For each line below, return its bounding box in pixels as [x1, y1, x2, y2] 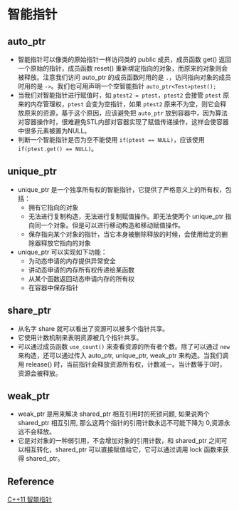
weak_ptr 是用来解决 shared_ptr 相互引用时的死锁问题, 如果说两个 [17, 409, 210, 418]
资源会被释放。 [17, 369, 62, 377]
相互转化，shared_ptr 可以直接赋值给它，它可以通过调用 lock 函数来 [23, 445, 223, 454]
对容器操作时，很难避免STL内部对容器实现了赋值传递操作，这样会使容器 [17, 118, 229, 126]
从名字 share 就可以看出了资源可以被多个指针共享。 [17, 324, 169, 332]
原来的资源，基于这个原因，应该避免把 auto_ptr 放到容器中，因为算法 [23, 108, 228, 117]
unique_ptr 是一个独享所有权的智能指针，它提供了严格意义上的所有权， [17, 185, 225, 193]
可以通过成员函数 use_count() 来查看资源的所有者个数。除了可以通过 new [17, 342, 230, 350]
